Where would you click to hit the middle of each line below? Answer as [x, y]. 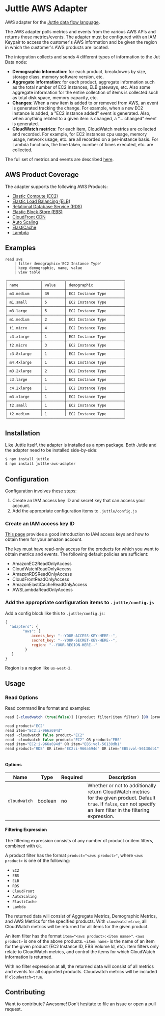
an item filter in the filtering [119, 810]
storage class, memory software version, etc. [58, 77]
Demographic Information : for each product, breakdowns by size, [79, 71]
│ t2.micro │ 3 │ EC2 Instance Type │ [66, 345]
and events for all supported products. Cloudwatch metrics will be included [81, 971]
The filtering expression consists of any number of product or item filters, [79, 840]
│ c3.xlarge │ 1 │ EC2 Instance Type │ [66, 337]
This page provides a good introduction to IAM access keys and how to [77, 534]
